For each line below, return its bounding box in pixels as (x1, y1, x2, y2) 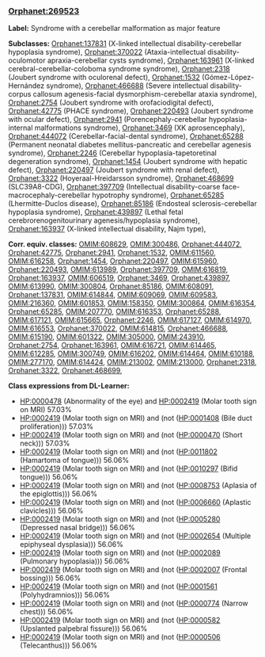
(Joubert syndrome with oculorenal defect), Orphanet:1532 (8, 73, 200, 82)
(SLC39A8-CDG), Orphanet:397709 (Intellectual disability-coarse (8, 182, 221, 192)
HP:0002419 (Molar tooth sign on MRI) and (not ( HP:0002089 (19, 548, 221, 558)
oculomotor (8, 55, 46, 65)
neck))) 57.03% (19, 438, 70, 449)
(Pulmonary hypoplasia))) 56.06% (19, 556, 131, 566)
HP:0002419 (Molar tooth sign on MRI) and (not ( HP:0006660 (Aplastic (19, 498, 252, 507)
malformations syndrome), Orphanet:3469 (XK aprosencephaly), (34, 123, 245, 132)
